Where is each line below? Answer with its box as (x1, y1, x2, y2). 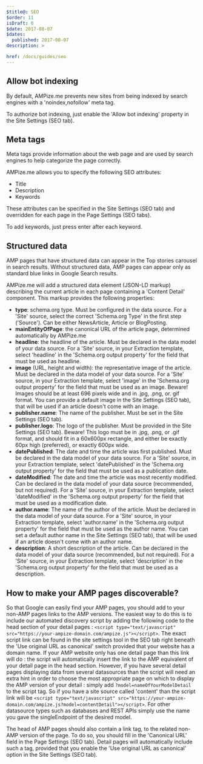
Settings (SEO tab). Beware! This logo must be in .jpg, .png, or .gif (15, 429, 180, 436)
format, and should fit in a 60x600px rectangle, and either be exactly (15, 435, 187, 443)
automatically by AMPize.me (15, 332, 87, 340)
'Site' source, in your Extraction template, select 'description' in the (15, 557, 183, 565)
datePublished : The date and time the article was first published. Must (15, 448, 192, 455)
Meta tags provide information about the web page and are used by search (6, 150, 194, 158)
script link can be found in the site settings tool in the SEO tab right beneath (6, 636, 195, 643)
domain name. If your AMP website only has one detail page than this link (6, 649, 190, 656)
